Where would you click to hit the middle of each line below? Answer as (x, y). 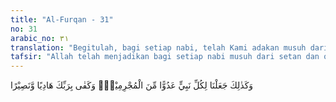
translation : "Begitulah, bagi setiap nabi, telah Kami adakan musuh (158, 47)
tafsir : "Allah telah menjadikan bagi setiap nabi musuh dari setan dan (165, 57)
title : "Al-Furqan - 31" (62, 19)
